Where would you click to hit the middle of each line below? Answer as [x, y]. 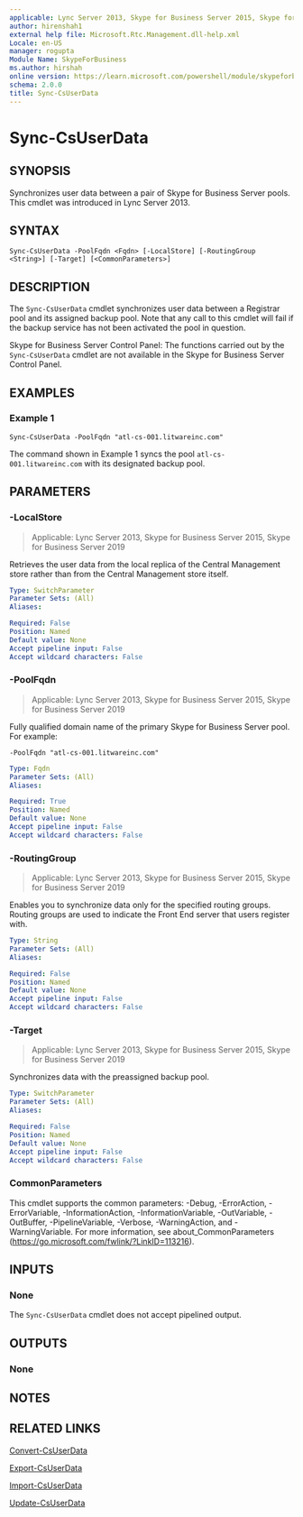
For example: [34, 736]
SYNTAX [35, 230]
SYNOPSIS [40, 171]
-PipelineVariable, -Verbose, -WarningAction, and [141, 1222]
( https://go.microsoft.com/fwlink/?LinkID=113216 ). [102, 1241]
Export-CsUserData [46, 1467]
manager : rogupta [42, 51]
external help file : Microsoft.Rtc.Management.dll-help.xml [125, 34]
